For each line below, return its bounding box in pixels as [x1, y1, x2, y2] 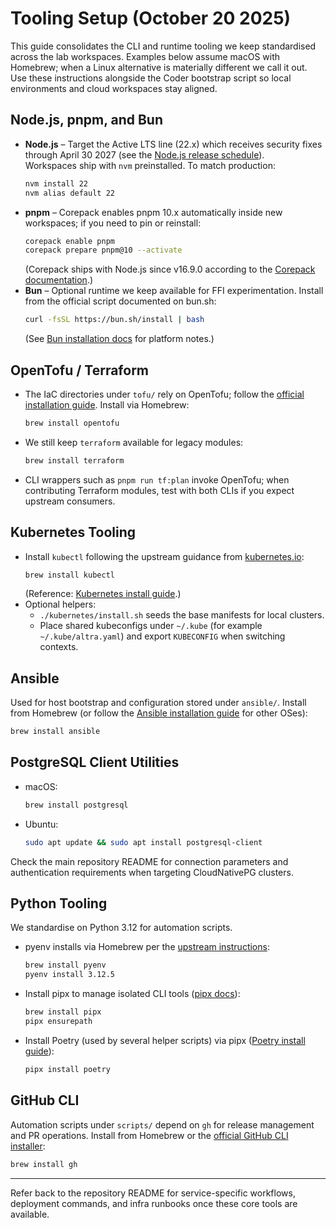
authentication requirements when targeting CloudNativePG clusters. [10, 866, 294, 878]
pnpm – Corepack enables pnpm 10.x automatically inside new [24, 206, 283, 218]
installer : [10, 1140, 46, 1152]
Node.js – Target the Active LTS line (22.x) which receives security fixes [24, 138, 323, 150]
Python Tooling [10, 895, 108, 912]
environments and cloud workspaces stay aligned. [10, 82, 218, 94]
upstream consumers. [24, 495, 116, 507]
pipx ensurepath [24, 1017, 93, 1027]
